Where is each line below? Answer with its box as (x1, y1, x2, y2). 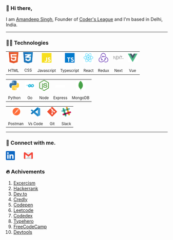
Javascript (37, 68, 56, 73)
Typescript (60, 68, 79, 73)
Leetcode (13, 207, 34, 213)
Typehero (13, 218, 34, 224)
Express (53, 95, 68, 101)
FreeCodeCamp (13, 223, 47, 230)
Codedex (13, 212, 33, 218)
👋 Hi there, (6, 5, 33, 12)
